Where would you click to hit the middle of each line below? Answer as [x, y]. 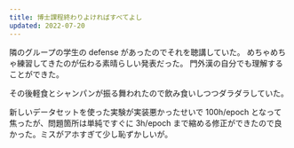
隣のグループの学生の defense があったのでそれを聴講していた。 [127, 52]
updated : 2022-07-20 [48, 26]
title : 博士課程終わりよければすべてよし [76, 17]
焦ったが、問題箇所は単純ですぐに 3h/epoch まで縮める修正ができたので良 [146, 123]
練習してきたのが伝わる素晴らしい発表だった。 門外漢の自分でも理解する [150, 63]
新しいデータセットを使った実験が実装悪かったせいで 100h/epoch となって [146, 112]
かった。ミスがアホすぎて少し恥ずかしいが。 [91, 134]
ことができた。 [36, 74]
